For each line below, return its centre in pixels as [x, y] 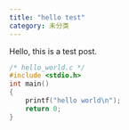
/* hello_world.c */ [48, 68]
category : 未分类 [39, 26]
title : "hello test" [48, 17]
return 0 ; [44, 109]
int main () [29, 84]
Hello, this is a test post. [53, 51]
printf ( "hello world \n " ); [73, 101]
